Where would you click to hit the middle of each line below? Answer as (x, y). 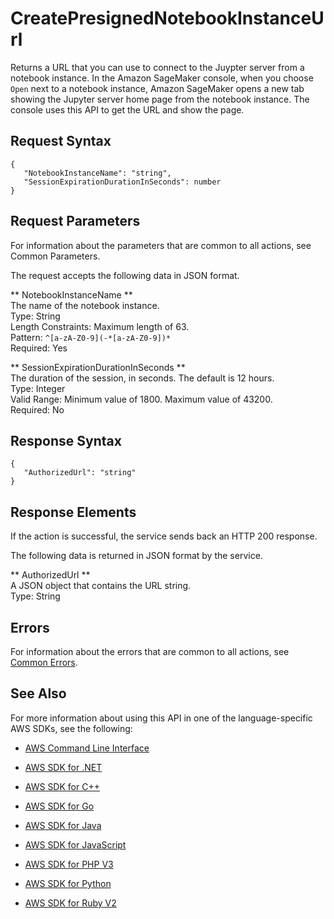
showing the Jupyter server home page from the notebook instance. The (160, 99)
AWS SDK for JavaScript (75, 844)
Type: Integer (38, 388)
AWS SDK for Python (68, 883)
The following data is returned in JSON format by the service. (136, 556)
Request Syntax (61, 141)
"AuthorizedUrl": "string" (80, 473)
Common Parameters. (55, 256)
